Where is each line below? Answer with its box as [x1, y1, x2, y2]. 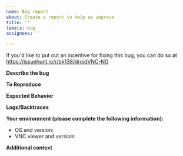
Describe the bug [6, 69, 49, 77]
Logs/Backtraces [6, 104, 49, 111]
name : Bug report [6, 8, 49, 15]
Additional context [6, 144, 53, 151]
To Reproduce [6, 81, 41, 88]
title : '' [6, 19, 31, 25]
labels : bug [6, 25, 35, 31]
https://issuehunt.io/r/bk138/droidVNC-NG [6, 58, 109, 65]
